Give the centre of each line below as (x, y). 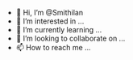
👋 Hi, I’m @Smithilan (49, 13)
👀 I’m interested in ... (50, 21)
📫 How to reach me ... (53, 47)
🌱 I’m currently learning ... (59, 30)
